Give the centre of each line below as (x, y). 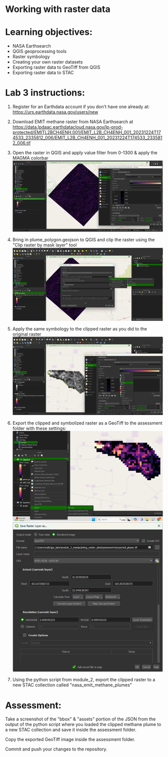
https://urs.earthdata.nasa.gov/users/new (55, 112)
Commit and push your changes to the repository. (56, 749)
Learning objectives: (49, 32)
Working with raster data (58, 9)
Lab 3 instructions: (45, 93)
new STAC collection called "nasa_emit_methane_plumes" (72, 685)
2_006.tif (21, 143)
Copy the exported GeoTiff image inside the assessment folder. (70, 739)
